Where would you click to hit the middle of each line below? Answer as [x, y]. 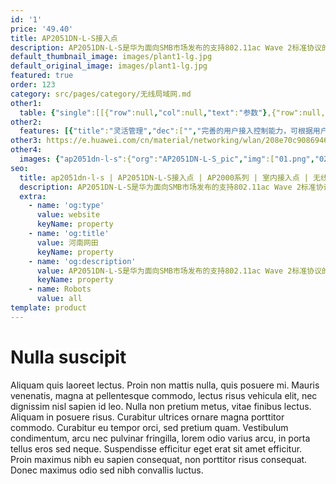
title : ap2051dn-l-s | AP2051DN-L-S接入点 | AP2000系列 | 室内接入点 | [164, 177]
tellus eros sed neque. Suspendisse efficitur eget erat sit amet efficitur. [156, 448]
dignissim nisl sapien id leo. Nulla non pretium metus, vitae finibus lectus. [161, 406]
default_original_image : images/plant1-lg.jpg [109, 66]
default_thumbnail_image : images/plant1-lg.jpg [111, 57]
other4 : [26, 150]
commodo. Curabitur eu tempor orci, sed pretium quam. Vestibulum [149, 427]
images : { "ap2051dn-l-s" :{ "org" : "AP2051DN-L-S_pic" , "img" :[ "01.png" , [167, 159]
